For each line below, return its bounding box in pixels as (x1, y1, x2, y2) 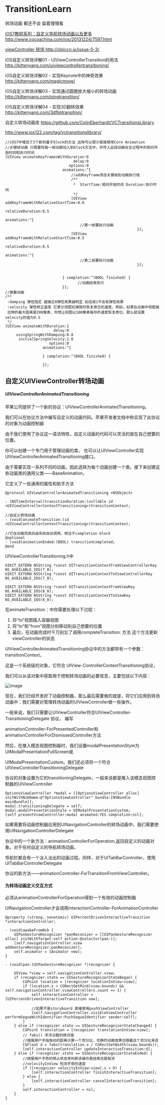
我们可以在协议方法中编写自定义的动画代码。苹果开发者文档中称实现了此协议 (5, 414, 160, 421)
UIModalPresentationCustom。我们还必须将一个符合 (5, 759, 111, 765)
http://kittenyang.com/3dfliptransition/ (5, 109, 82, 115)
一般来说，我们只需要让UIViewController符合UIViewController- (5, 709, 132, 715)
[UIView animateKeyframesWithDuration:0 (5, 154, 89, 159)
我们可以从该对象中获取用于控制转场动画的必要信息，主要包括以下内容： (5, 673, 151, 679)
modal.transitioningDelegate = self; (5, 804, 82, 809)
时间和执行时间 (8, 150, 35, 155)
